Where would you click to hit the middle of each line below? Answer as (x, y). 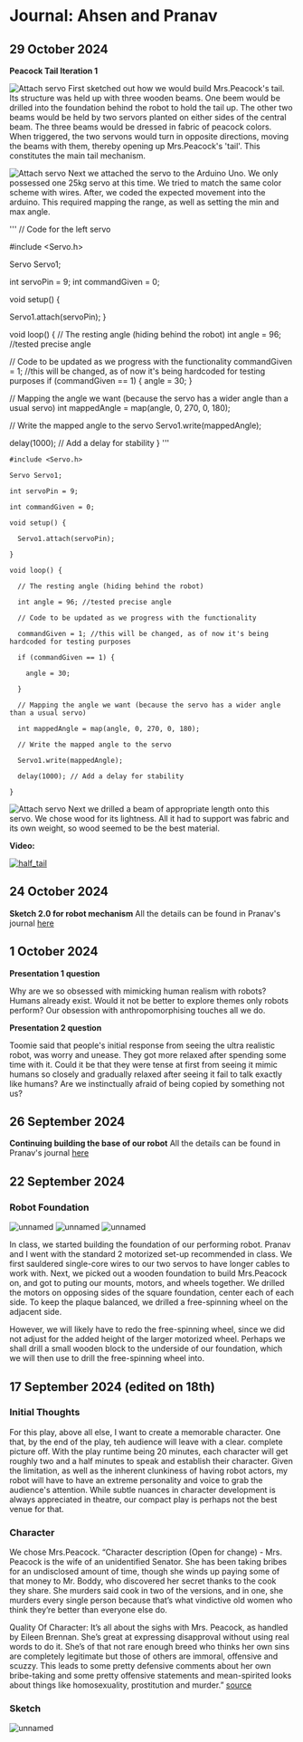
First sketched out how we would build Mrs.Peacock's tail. (176, 88)
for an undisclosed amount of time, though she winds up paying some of (145, 1572)
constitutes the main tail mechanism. (78, 156)
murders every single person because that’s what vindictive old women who (151, 1600)
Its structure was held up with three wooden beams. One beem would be (145, 98)
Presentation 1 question (55, 973)
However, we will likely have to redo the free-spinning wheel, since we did (147, 1329)
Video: (22, 846)
